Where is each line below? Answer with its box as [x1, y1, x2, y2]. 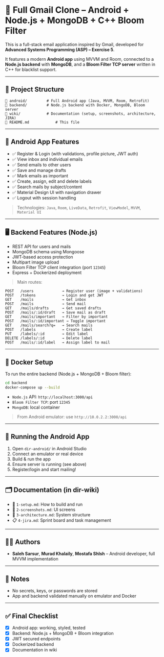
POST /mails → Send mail [5, 301, 86, 307]
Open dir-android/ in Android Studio [12, 445, 87, 451]
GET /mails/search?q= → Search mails [5, 323, 93, 328]
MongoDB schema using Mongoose [12, 249, 84, 255]
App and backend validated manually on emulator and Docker [12, 593, 137, 599]
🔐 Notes [5, 575, 30, 583]
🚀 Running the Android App [5, 433, 90, 441]
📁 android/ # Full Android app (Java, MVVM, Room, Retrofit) [5, 98, 150, 103]
